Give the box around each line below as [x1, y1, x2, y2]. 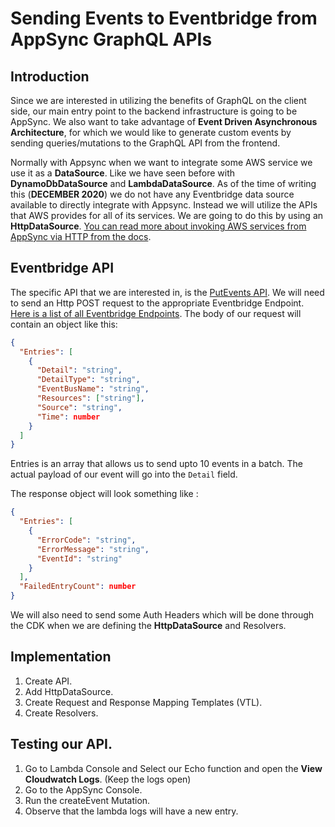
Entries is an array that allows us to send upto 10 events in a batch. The [10, 458, 303, 470]
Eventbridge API [10, 260, 115, 277]
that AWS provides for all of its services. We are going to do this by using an [10, 210, 324, 221]
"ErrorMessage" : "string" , [36, 544, 150, 554]
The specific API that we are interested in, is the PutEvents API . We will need [10, 286, 325, 298]
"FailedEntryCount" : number [19, 582, 137, 592]
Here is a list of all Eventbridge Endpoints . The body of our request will [10, 307, 302, 319]
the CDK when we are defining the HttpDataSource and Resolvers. [10, 620, 287, 632]
